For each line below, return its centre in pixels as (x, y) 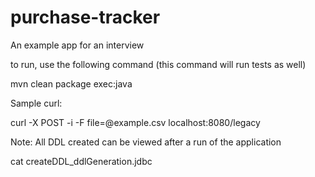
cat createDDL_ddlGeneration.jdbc (81, 161)
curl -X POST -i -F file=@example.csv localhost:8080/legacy (135, 122)
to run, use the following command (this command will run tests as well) (158, 64)
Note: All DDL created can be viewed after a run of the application (146, 142)
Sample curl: (36, 103)
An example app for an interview (77, 45)
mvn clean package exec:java (71, 83)
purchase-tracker (85, 17)
